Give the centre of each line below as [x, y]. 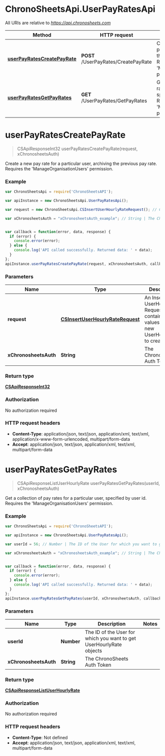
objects [94, 650]
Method [42, 35]
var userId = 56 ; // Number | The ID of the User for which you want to [81, 544]
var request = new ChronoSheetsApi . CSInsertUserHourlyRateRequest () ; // [81, 209]
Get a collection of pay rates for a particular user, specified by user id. [76, 498]
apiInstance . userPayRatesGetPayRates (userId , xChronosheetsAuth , [73, 598]
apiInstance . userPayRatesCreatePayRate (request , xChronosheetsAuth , [77, 264]
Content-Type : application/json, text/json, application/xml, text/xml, [81, 434]
